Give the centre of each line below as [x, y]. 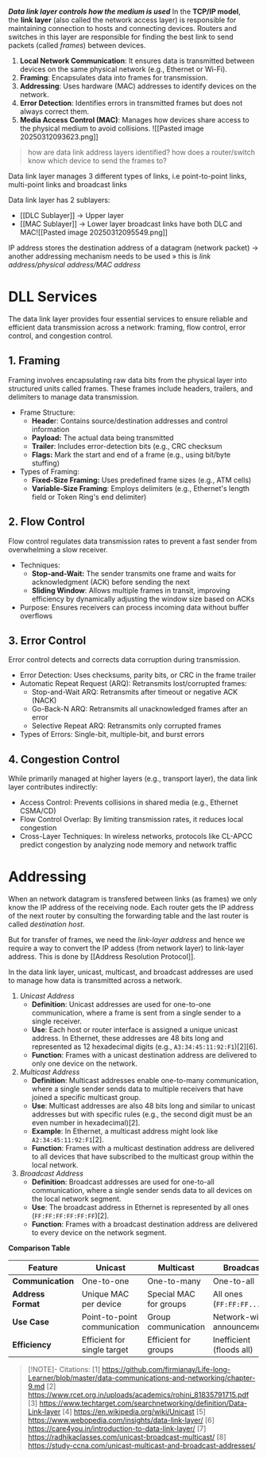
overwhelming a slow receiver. [58, 549]
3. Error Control [47, 640]
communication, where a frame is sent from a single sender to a [136, 1013]
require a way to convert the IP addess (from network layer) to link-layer [126, 948]
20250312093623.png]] [59, 137]
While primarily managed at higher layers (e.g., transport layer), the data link [133, 778]
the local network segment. [76, 1199]
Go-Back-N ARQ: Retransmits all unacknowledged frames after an [139, 709]
